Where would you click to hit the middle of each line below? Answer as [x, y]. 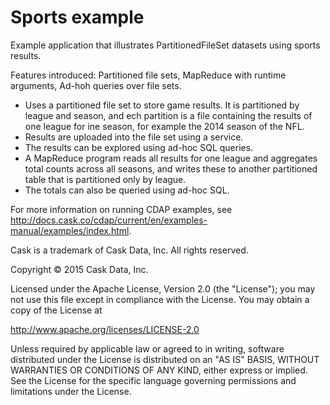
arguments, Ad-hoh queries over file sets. [96, 85]
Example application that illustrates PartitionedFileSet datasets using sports [165, 45]
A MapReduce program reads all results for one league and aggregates [171, 158]
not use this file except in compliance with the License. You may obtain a [160, 299]
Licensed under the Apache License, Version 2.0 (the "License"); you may [163, 288]
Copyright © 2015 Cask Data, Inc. [79, 269]
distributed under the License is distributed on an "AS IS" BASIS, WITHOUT [165, 359]
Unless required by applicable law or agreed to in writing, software [147, 348]
